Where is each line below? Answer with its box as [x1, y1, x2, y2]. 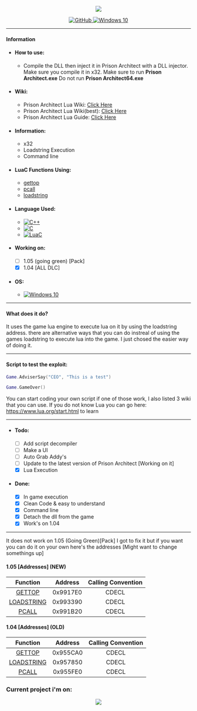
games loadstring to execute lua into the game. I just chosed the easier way [6, 335, 189, 343]
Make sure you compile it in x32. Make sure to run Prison [23, 68, 162, 75]
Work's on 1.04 [23, 520, 60, 527]
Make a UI [23, 446, 48, 453]
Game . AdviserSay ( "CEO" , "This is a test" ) [6, 374, 111, 380]
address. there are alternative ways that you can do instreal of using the [6, 330, 180, 337]
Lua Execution [23, 466, 58, 473]
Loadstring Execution [23, 147, 75, 154]
